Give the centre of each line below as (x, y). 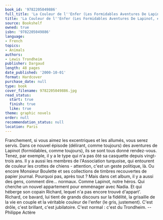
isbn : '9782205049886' (28, 32)
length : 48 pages (23, 68)
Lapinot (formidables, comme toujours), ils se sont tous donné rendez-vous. (81, 151)
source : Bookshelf (24, 23)
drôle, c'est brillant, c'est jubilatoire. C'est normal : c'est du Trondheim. (76, 207)
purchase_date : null (26, 81)
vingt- (150, 156)
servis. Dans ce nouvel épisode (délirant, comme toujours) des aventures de (81, 145)
